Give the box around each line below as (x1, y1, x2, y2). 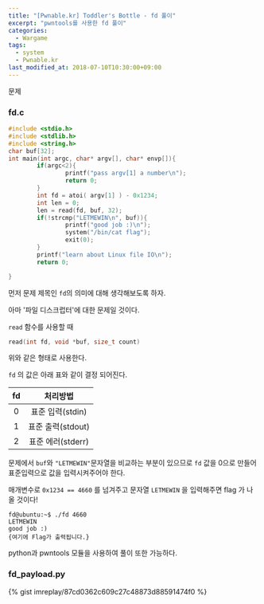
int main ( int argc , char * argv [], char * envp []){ (8, 155, 177, 163)
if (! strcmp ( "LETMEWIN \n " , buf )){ (37, 214, 148, 222)
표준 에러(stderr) (29, 436, 90, 447)
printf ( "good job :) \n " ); (64, 221, 151, 229)
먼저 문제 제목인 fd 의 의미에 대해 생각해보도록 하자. (8, 288, 166, 297)
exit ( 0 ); (64, 236, 94, 244)
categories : (8, 26, 48, 34)
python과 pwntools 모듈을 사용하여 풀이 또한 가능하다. (8, 548, 177, 558)
